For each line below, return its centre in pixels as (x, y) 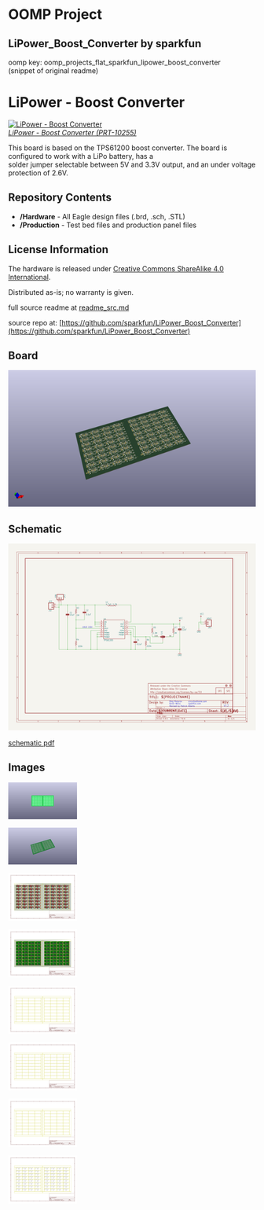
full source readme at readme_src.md (69, 307)
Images (27, 768)
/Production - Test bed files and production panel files (108, 225)
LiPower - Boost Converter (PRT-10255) (72, 132)
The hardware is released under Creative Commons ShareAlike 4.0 (116, 268)
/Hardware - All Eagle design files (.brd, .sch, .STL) (103, 216)
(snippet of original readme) (53, 71)
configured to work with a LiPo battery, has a (81, 156)
